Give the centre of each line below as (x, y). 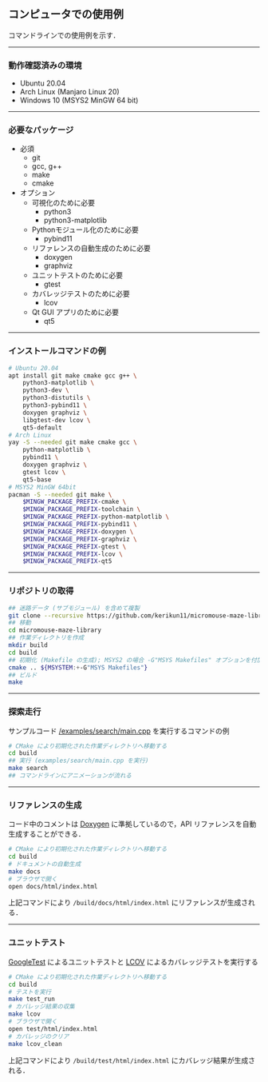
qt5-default (42, 427)
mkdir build (28, 645)
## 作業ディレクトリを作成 (46, 638)
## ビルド (23, 675)
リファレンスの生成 (45, 805)
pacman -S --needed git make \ (60, 494)
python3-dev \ (46, 390)
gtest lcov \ (44, 472)
